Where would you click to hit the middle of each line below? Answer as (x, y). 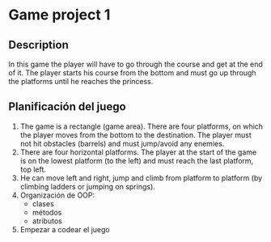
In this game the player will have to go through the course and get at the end (135, 64)
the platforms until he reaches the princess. (81, 81)
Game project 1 (59, 15)
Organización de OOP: (57, 195)
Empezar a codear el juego (65, 229)
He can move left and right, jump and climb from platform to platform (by (141, 178)
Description (38, 45)
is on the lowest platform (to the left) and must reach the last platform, (137, 160)
